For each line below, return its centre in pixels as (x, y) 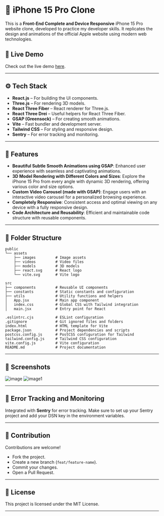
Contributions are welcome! (33, 447)
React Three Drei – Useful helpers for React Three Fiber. (69, 113)
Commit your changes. (35, 467)
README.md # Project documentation (55, 347)
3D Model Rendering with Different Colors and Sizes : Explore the (79, 176)
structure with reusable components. (49, 218)
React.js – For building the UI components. (55, 98)
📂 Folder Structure (33, 238)
